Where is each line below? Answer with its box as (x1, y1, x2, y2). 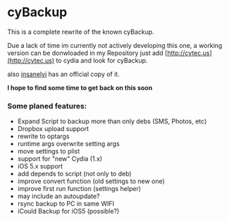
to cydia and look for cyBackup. (56, 56, 148, 64)
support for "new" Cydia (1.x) (17, 154, 103, 163)
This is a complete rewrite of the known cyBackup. (7, 27, 155, 36)
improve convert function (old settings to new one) (17, 177, 166, 185)
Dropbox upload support (17, 125, 89, 133)
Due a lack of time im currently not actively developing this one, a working (7, 41, 223, 49)
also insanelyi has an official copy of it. (7, 70, 120, 78)
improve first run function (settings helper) (17, 185, 142, 193)
